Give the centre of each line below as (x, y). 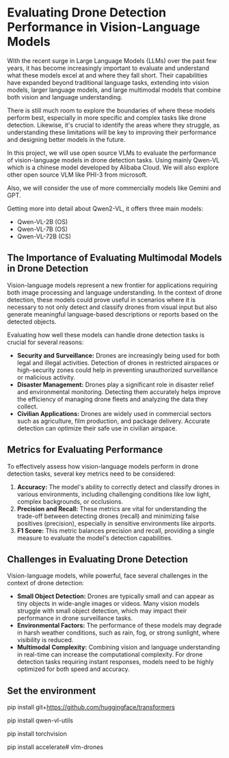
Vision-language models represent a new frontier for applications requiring (112, 285)
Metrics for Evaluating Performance (85, 450)
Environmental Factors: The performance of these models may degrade (119, 626)
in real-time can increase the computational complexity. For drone (110, 655)
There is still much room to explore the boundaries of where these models (111, 110)
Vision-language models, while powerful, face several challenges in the (108, 576)
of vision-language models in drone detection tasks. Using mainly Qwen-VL (113, 160)
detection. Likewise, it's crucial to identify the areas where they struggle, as (113, 125)
